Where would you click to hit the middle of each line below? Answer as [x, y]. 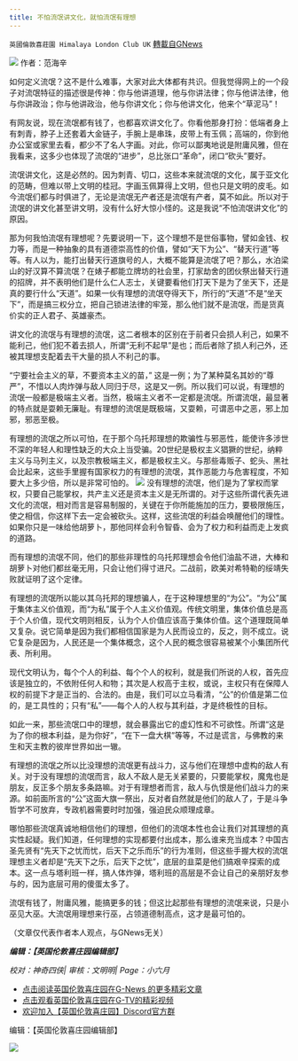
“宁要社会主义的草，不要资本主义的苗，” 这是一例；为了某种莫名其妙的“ [138, 375]
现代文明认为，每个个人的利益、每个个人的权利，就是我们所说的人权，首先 [145, 672]
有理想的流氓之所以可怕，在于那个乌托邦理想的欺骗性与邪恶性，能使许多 [141, 438]
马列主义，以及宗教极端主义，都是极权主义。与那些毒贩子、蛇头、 [153, 460]
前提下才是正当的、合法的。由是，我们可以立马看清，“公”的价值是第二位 [156, 694]
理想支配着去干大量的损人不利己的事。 [94, 356]
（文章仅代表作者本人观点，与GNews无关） [89, 932]
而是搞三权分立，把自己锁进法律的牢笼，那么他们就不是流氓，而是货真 [157, 304]
